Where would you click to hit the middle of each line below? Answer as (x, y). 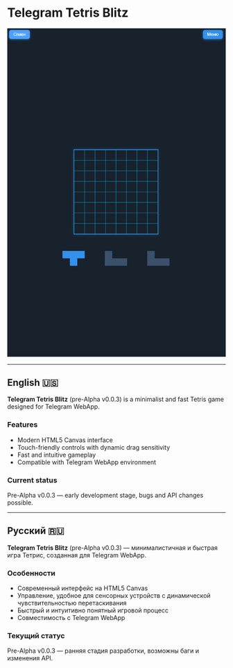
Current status (32, 480)
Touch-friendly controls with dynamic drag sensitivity (94, 447)
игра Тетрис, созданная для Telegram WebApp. (77, 555)
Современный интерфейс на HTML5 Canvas (83, 588)
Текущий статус (36, 636)
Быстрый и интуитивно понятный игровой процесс (93, 610)
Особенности (31, 573)
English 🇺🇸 (33, 383)
